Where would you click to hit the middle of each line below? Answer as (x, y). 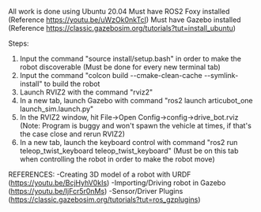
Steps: (19, 43)
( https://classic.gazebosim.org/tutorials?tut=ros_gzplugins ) (104, 199)
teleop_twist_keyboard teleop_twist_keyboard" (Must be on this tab (129, 151)
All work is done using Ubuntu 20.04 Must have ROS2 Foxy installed (119, 11)
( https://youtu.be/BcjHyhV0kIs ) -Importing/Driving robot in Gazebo (117, 183)
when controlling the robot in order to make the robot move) (117, 159)
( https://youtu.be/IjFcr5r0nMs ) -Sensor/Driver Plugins (96, 191)
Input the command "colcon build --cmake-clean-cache (111, 75)
